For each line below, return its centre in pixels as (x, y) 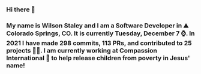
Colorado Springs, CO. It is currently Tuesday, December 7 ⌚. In (100, 33)
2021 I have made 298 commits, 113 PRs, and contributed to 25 (99, 43)
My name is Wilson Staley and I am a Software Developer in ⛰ (97, 25)
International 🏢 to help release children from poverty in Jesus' (98, 58)
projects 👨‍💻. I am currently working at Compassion (82, 50)
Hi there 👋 (21, 10)
